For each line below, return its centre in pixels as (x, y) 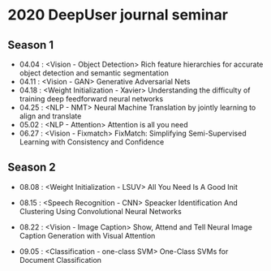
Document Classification (60, 260)
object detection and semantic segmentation (94, 73)
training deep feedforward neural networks (91, 99)
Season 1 (31, 45)
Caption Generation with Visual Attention (87, 235)
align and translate (50, 116)
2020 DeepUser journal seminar (118, 15)
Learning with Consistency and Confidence (92, 142)
